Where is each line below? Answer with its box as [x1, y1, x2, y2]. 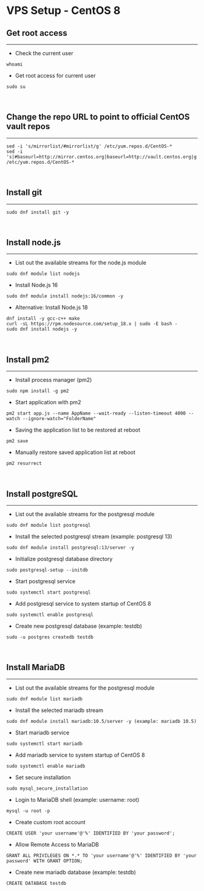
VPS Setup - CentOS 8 [6, 4, 121, 18]
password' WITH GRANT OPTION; [6, 858, 83, 864]
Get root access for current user [15, 72, 96, 79]
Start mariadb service [15, 729, 70, 736]
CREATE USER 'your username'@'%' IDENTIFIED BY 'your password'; [6, 830, 175, 836]
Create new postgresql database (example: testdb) [15, 623, 143, 630]
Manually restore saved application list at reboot [15, 449, 135, 456]
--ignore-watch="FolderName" [22, 416, 97, 422]
